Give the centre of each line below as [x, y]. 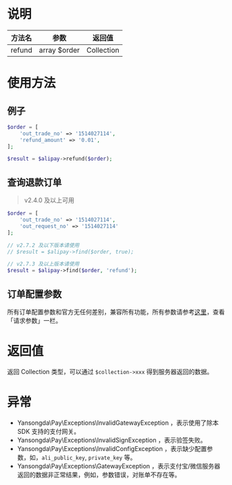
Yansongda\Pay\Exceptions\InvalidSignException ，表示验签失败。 [112, 440]
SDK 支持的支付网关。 [49, 431]
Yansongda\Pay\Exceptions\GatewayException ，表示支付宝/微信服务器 [119, 466]
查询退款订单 [35, 182]
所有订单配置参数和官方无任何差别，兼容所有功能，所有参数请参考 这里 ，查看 [116, 312]
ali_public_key [63, 458]
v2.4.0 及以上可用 [49, 200]
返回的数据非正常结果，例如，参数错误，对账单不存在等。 [99, 475]
